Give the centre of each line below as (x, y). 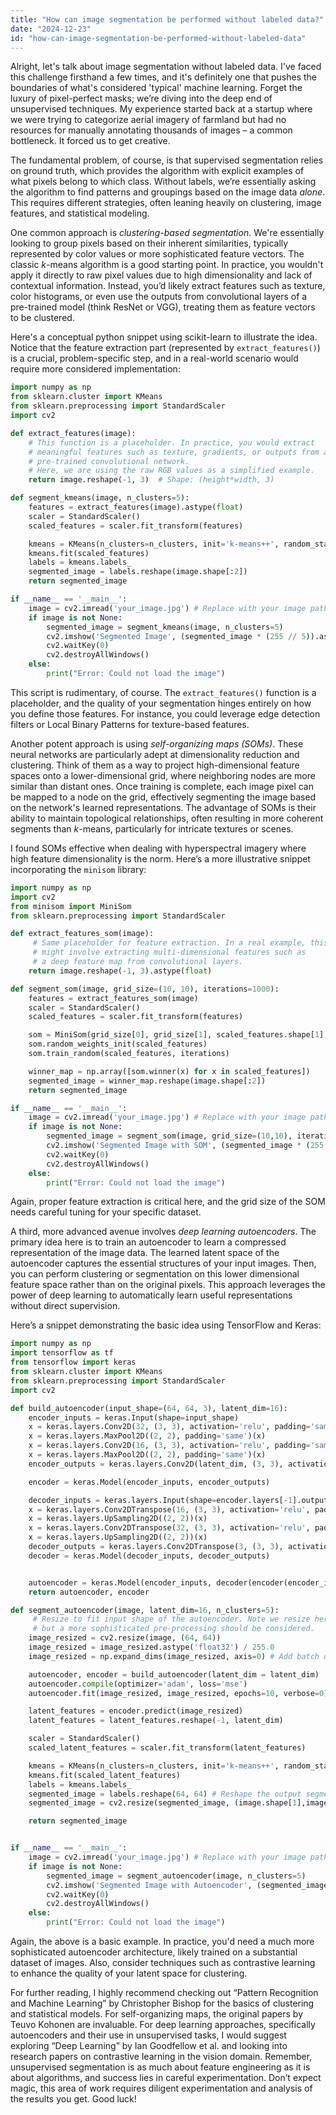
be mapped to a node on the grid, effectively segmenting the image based (163, 797)
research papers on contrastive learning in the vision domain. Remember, (161, 2056)
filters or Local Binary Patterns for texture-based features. (130, 724)
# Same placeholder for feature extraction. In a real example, (169, 943)
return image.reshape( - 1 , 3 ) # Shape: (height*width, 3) (151, 480)
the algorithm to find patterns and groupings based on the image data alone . (168, 192)
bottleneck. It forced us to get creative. (90, 141)
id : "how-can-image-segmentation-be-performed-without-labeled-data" (158, 38)
